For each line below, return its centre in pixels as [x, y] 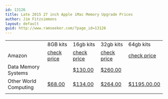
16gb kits [84, 44]
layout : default [22, 24]
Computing [21, 88]
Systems [18, 73]
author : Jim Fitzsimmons [31, 19]
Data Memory [24, 67]
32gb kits [112, 44]
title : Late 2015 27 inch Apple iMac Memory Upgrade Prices [69, 14]
